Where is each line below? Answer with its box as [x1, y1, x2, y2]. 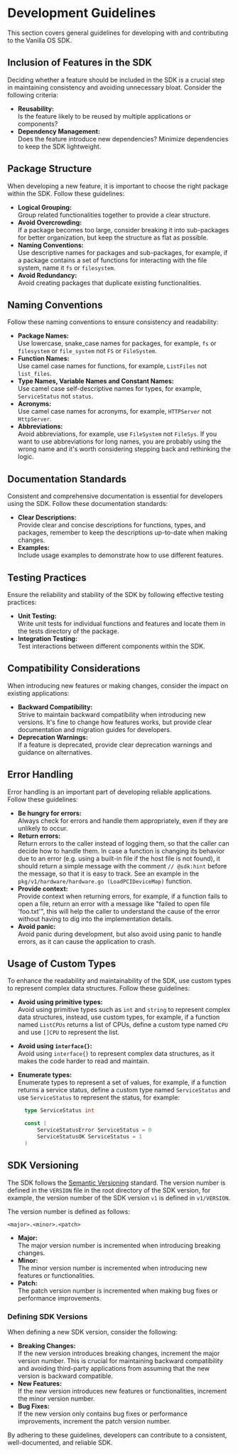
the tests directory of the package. [17, 627, 119, 635]
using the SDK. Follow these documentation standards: [7, 500, 168, 508]
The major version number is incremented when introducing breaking [17, 1241, 221, 1249]
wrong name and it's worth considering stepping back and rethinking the [17, 445, 231, 453]
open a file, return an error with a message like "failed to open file [17, 899, 210, 908]
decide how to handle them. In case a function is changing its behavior [17, 846, 225, 855]
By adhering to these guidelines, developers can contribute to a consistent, [7, 1431, 227, 1439]
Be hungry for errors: [17, 809, 82, 817]
